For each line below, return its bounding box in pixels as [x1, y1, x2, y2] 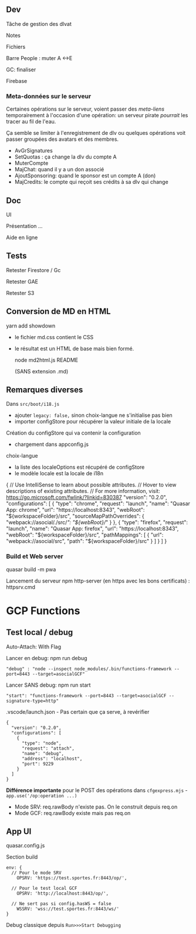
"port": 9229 [21, 761, 54, 767]
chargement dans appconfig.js [14, 441, 89, 448]
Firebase [6, 77, 28, 84]
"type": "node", [21, 740, 62, 746]
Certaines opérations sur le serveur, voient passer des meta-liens [6, 105, 165, 112]
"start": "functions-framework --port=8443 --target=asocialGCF [6, 693, 167, 698]
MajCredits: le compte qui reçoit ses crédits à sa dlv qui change [14, 178, 168, 186]
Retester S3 [6, 289, 35, 296]
